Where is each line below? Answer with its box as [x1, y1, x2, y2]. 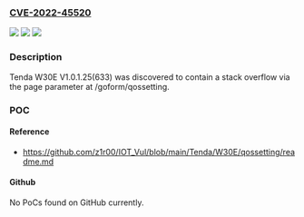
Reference [9, 126, 50, 137]
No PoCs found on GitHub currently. [9, 197, 144, 208]
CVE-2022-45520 [9, 6, 92, 19]
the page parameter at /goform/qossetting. [9, 81, 170, 92]
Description [9, 51, 63, 64]
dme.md [22, 156, 54, 167]
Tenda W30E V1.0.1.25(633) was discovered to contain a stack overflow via [9, 71, 290, 83]
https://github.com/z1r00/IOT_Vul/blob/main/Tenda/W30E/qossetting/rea [22, 146, 296, 157]
